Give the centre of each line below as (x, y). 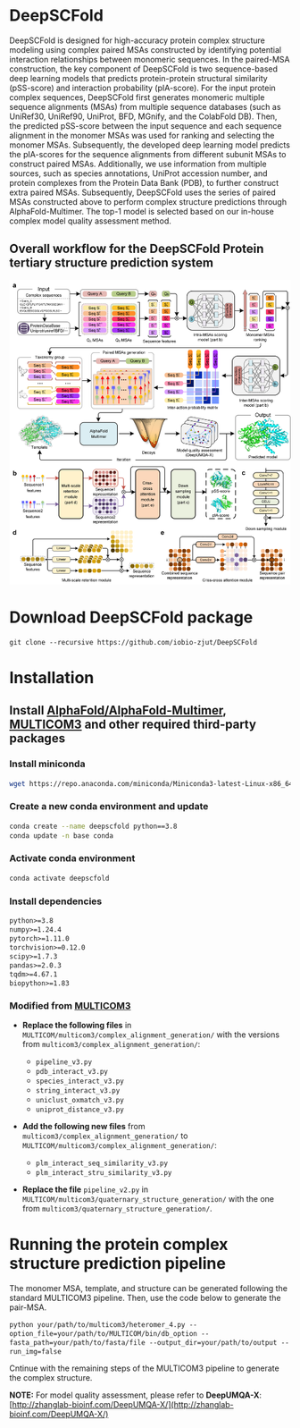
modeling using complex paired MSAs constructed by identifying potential (146, 49)
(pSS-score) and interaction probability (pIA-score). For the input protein (143, 88)
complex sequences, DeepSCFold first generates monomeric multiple (137, 97)
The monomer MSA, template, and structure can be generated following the (149, 1289)
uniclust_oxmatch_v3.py (80, 1101)
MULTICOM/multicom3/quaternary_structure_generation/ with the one (148, 1199)
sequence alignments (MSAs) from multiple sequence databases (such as (145, 106)
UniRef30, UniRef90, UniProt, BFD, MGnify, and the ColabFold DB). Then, (143, 116)
